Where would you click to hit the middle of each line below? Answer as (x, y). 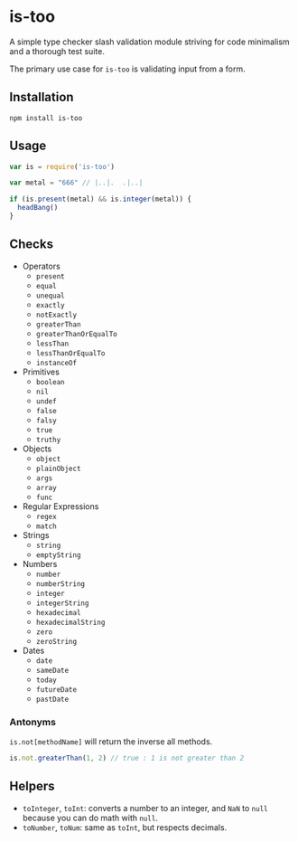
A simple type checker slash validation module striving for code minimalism (150, 42)
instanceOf (56, 363)
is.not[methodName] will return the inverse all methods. (111, 742)
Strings (36, 535)
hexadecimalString (70, 622)
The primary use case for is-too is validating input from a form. (127, 69)
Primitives (41, 372)
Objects (37, 449)
